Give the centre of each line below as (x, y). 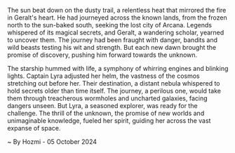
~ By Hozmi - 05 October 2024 (52, 142)
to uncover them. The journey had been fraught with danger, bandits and (113, 40)
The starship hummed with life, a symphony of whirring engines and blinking (118, 68)
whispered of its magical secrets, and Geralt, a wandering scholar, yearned (116, 32)
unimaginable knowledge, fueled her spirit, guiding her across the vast (109, 121)
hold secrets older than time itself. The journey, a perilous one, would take (114, 91)
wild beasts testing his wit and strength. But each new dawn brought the (112, 47)
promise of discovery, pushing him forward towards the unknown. (102, 55)
